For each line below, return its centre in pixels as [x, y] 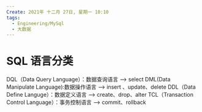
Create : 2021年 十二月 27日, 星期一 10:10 [58, 12]
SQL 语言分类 [40, 61]
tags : [13, 18]
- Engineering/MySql [38, 23]
